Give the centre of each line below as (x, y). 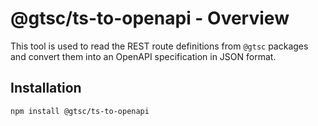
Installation (46, 88)
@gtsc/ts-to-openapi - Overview (150, 18)
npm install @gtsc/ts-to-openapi (80, 111)
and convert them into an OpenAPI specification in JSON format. (143, 56)
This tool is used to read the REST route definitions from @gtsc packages (159, 46)
